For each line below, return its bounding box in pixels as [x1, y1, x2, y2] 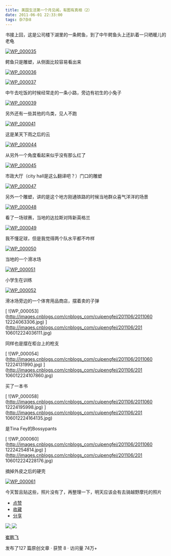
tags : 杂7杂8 [5, 17, 32, 22]
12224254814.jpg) [5, 447, 43, 453]
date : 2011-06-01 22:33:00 [5, 12, 63, 17]
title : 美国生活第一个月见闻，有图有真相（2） [5, 7, 92, 13]
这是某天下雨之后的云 [5, 131, 50, 137]
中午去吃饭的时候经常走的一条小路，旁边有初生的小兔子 [5, 90, 121, 96]
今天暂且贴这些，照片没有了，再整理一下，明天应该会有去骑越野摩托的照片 [5, 489, 162, 495]
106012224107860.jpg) [5, 373, 54, 379]
